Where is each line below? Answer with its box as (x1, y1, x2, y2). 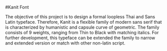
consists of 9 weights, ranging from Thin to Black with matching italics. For (5, 30, 159, 35)
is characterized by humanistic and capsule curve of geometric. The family (5, 24, 159, 30)
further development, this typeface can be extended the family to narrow (5, 35, 155, 41)
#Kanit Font (5, 4, 29, 10)
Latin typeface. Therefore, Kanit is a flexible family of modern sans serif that (5, 19, 162, 25)
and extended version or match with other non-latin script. (5, 40, 125, 46)
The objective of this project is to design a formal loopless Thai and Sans (5, 14, 155, 19)
